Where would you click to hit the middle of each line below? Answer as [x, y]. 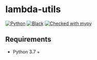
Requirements [28, 39]
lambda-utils [33, 9]
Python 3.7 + [26, 51]
